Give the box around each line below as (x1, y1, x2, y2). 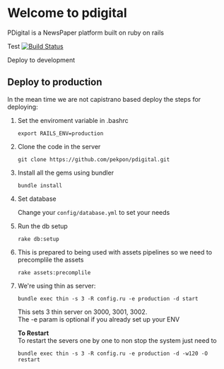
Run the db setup (17, 221, 69, 230)
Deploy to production (7, 76, 102, 88)
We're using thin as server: (17, 281, 96, 290)
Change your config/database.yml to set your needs (17, 208, 170, 216)
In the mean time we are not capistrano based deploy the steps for (7, 95, 201, 103)
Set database (17, 194, 57, 203)
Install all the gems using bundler (17, 168, 114, 177)
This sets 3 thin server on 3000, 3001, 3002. (17, 307, 148, 316)
